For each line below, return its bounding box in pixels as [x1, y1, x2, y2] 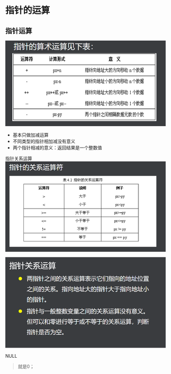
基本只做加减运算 [12, 132, 49, 138]
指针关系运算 [5, 155, 32, 161]
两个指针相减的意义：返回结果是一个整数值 [12, 145, 102, 151]
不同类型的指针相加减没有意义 [12, 138, 75, 144]
